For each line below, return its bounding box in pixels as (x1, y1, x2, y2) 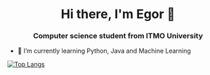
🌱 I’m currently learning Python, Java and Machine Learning (17, 47, 191, 55)
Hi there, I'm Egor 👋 (60, 6, 176, 22)
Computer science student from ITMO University (32, 31, 204, 41)
